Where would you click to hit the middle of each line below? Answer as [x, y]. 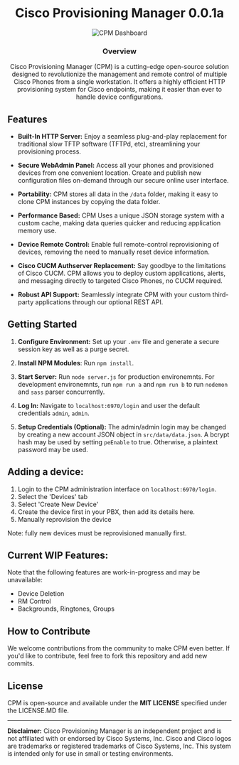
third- [221, 295]
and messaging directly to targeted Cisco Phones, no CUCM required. [120, 281]
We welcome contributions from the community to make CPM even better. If [119, 648]
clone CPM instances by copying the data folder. [89, 202]
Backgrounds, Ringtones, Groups [66, 609]
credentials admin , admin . [54, 413]
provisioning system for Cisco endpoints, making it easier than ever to [119, 90]
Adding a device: [46, 472]
